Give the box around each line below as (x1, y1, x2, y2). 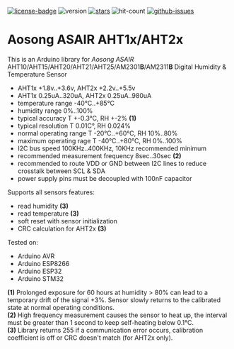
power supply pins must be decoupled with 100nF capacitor (17, 174, 192, 182)
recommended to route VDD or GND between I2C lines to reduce (17, 159, 207, 167)
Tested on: (7, 238, 39, 246)
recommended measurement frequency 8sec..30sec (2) (17, 151, 182, 160)
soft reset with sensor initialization (17, 216, 118, 225)
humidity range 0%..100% (17, 106, 93, 115)
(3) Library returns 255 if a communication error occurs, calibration (7, 326, 204, 334)
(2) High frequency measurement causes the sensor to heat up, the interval (7, 311, 228, 319)
